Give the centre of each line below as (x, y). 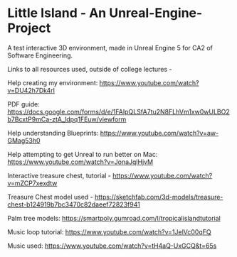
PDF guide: (24, 104)
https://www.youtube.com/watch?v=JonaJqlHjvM (80, 162)
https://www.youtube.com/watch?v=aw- (159, 133)
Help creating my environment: (53, 82)
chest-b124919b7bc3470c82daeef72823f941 (74, 204)
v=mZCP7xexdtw (32, 183)
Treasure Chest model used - (51, 197)
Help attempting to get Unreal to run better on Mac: (83, 154)
